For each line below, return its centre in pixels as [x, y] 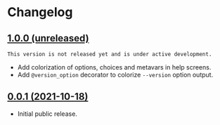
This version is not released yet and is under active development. [110, 54]
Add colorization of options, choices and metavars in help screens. [114, 67]
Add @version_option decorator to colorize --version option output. [115, 75]
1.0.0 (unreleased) [48, 38]
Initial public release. [47, 114]
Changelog [40, 12]
